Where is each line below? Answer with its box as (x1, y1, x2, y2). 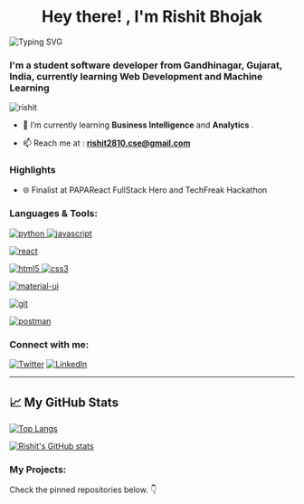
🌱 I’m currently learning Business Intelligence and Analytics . (22, 119, 254, 130)
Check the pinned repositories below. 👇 (9, 484, 157, 495)
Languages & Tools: (9, 207, 98, 220)
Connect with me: (9, 338, 90, 350)
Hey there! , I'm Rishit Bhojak (42, 6, 262, 27)
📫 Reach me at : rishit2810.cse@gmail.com (22, 138, 191, 148)
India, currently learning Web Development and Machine (9, 70, 263, 82)
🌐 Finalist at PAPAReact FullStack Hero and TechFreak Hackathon (22, 184, 268, 195)
